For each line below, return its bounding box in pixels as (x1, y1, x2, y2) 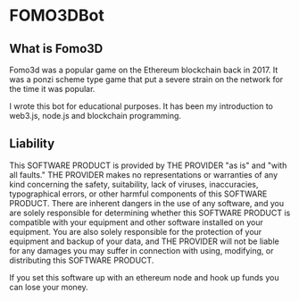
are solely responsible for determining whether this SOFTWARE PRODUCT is (9, 207, 291, 218)
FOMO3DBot (9, 5, 104, 26)
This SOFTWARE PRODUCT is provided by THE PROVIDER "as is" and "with (9, 160, 287, 171)
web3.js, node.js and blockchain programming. (9, 111, 181, 121)
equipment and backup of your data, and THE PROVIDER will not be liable (9, 236, 279, 247)
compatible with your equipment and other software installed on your (9, 216, 263, 228)
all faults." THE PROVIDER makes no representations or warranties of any (9, 169, 278, 180)
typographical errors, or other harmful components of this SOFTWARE (9, 188, 268, 199)
